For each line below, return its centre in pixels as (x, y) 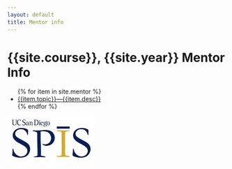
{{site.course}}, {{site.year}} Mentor (116, 58)
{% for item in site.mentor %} (59, 91)
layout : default (31, 15)
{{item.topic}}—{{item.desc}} (59, 99)
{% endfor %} (37, 106)
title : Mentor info (36, 22)
